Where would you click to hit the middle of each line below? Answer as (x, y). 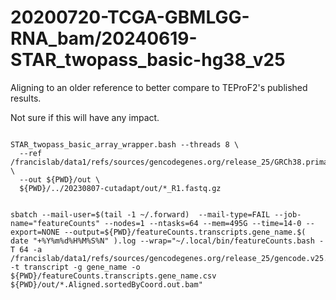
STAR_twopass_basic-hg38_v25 (148, 60)
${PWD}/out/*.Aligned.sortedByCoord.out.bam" (106, 284)
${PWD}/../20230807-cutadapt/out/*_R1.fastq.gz (120, 188)
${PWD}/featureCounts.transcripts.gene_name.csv (113, 276)
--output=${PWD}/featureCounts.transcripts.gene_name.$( (185, 232)
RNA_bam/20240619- (104, 38)
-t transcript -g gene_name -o (75, 267)
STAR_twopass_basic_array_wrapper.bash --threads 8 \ (125, 144)
